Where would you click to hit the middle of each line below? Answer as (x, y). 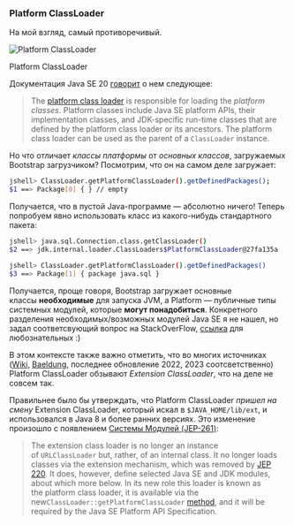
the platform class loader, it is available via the (115, 492)
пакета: (23, 225)
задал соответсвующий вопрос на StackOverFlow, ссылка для (126, 328)
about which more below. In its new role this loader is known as (146, 483)
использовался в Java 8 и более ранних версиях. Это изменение (132, 419)
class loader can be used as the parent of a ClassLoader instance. (150, 139)
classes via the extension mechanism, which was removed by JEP (151, 464)
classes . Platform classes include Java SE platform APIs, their (143, 110)
